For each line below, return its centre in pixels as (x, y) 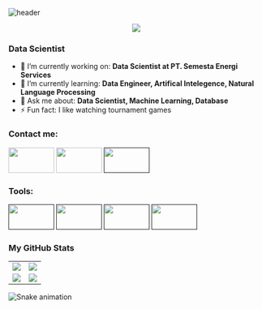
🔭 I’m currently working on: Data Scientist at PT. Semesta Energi (129, 67)
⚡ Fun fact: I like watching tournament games (96, 110)
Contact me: (33, 134)
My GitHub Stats (41, 247)
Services (35, 75)
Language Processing (58, 92)
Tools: (21, 191)
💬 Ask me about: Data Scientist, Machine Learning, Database (124, 101)
